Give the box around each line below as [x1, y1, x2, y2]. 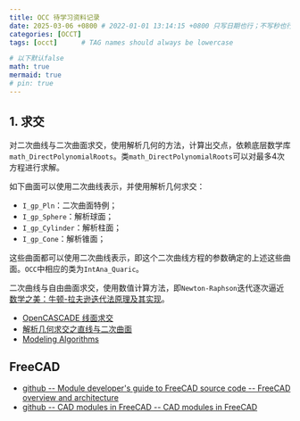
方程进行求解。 [9, 161, 64, 172]
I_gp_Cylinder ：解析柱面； [21, 222, 122, 233]
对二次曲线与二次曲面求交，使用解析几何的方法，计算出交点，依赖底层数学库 [9, 139, 291, 150]
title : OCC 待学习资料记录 [9, 12, 100, 22]
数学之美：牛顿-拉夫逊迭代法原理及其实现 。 [9, 293, 170, 304]
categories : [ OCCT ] [9, 29, 82, 38]
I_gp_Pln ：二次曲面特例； [21, 200, 118, 210]
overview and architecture [21, 392, 119, 403]
